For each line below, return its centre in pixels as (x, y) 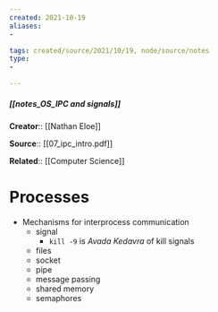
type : (19, 59)
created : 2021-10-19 (48, 17)
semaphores (59, 298)
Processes (49, 197)
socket (48, 260)
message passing (68, 279)
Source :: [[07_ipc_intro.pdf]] (61, 143)
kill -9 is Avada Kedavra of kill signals (122, 241)
